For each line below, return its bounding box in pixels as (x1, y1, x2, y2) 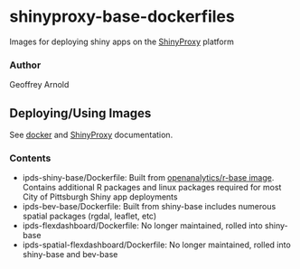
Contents (9, 152, 52, 164)
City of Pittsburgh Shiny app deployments (22, 191, 178, 202)
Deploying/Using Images (9, 106, 152, 121)
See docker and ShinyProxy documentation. (9, 129, 173, 141)
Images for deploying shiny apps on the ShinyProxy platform (9, 36, 235, 47)
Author (9, 59, 42, 71)
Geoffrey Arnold (9, 79, 70, 90)
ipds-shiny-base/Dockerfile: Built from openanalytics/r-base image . (22, 172, 275, 183)
